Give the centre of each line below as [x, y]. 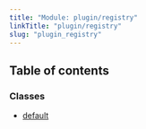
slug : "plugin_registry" [56, 34]
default [35, 116]
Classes [27, 96]
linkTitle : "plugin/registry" [66, 26]
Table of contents [59, 70]
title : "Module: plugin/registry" [74, 17]
